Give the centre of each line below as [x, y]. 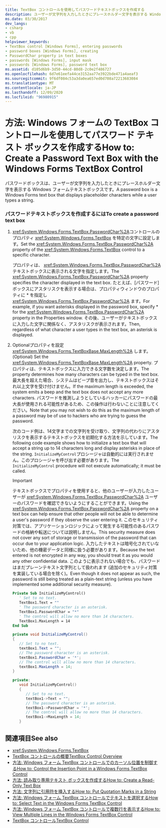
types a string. [20, 200]
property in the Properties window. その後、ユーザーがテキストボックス [85, 318]
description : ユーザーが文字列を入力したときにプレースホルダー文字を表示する [76, 14]
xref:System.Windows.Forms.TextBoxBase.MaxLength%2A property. [82, 363]
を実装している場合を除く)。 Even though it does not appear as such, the [86, 574]
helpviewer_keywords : [27, 42]
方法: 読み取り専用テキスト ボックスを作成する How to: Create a [77, 780]
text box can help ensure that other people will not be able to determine [85, 514]
